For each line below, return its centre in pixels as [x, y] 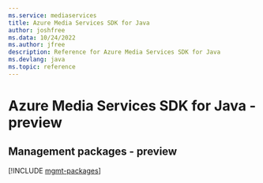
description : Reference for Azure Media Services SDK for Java [115, 52]
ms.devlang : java [37, 60]
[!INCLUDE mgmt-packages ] [54, 170]
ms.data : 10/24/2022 [42, 37]
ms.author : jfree [37, 45]
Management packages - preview [93, 152]
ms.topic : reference [42, 67]
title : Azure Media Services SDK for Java [79, 23]
